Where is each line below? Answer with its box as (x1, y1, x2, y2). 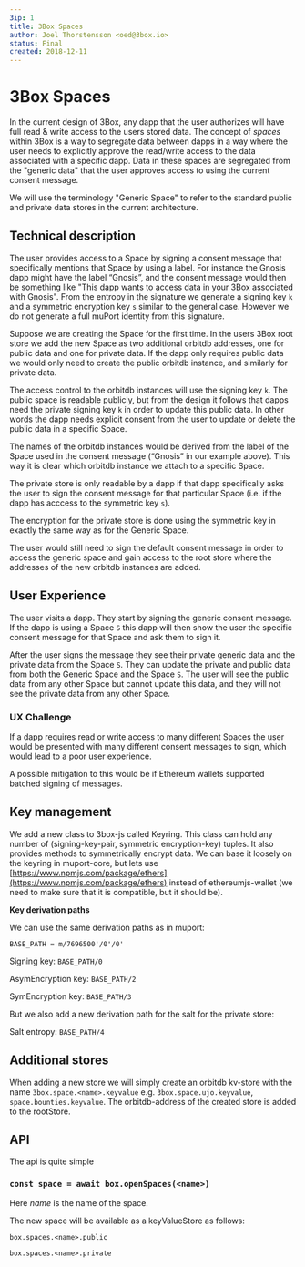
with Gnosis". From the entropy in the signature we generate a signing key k (9, 291, 293, 301)
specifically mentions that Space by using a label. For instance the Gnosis (9, 261, 286, 273)
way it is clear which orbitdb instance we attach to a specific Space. (9, 460, 265, 471)
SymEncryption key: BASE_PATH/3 (9, 990, 132, 1002)
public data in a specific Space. (9, 423, 127, 434)
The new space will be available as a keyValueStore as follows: (9, 1215, 246, 1226)
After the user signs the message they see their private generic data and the (9, 649, 296, 660)
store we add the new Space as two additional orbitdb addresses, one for (9, 338, 285, 349)
